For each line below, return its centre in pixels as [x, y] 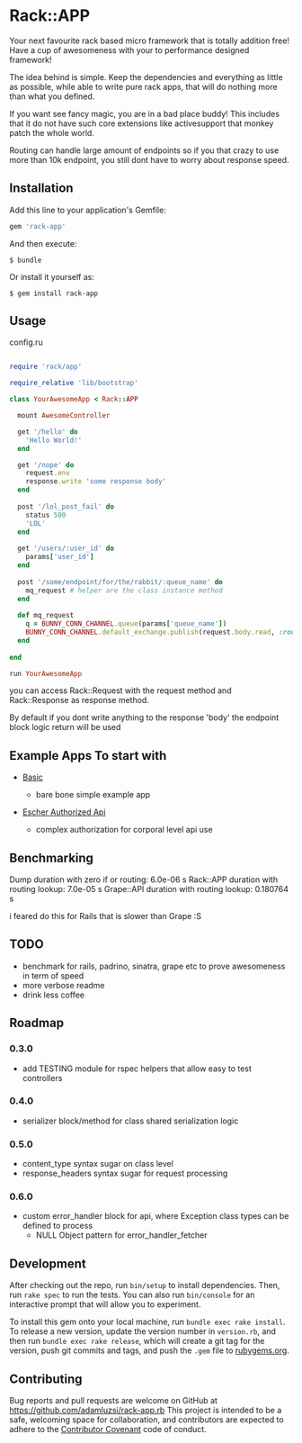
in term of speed [53, 975]
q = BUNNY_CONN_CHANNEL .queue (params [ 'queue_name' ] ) [126, 624]
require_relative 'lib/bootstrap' [74, 383]
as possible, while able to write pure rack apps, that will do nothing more [143, 86]
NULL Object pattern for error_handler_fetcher [121, 1235]
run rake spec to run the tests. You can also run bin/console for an [132, 1295]
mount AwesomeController [64, 416]
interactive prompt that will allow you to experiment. [105, 1304]
